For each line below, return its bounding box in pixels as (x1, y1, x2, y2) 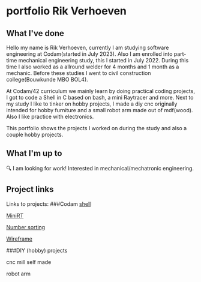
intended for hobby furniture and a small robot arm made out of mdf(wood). (6, 107, 193, 113)
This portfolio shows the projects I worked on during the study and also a (6, 125, 187, 131)
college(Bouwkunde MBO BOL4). (6, 76, 88, 83)
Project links (6, 184, 54, 194)
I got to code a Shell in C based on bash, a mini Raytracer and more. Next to (6, 94, 194, 101)
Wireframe (6, 235, 33, 242)
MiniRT (6, 212, 24, 219)
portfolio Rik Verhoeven (6, 4, 127, 18)
